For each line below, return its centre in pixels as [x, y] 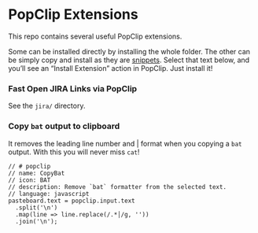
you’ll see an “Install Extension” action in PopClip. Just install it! [111, 68]
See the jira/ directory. [47, 106]
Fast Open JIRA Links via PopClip [73, 88]
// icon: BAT [29, 180]
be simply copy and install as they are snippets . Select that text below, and [129, 60]
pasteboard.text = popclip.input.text [72, 201]
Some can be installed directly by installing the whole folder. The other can [129, 51]
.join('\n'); [37, 221]
